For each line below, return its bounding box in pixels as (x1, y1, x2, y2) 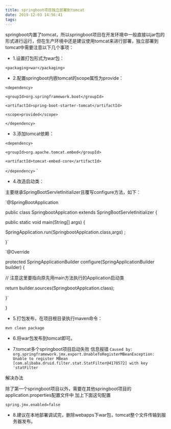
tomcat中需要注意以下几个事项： (5, 44, 74, 51)
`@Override (5, 249, 30, 255)
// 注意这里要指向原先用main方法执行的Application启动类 (5, 275, 125, 281)
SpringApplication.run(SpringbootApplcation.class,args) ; (5, 229, 126, 235)
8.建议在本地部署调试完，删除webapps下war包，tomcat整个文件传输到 (12, 412, 162, 418)
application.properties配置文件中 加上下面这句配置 (5, 392, 111, 398)
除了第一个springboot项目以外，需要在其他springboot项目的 (5, 386, 132, 392)
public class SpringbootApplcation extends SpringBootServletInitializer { (5, 209, 157, 215)
